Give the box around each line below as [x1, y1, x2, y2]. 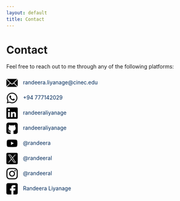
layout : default [6, 10, 47, 16]
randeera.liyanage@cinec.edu [22, 79, 98, 86]
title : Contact [6, 16, 45, 22]
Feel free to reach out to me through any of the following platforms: [6, 63, 175, 70]
